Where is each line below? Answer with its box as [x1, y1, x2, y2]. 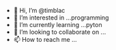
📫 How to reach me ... [13, 36, 77, 43]
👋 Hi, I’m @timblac [13, 7, 66, 14]
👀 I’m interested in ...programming [13, 14, 109, 22]
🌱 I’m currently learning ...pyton [13, 21, 102, 28]
